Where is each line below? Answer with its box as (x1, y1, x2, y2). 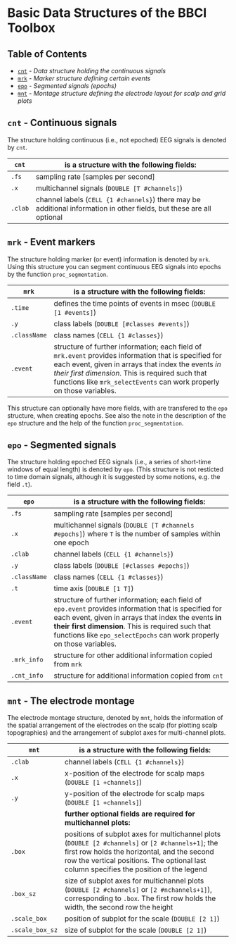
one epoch (53, 538, 89, 547)
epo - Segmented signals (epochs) (17, 82, 117, 89)
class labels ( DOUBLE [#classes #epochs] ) (53, 561, 190, 571)
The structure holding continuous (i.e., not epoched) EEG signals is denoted (7, 135, 227, 144)
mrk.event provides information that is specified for (53, 350, 223, 360)
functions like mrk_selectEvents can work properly (53, 377, 220, 387)
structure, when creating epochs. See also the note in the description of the (7, 411, 226, 420)
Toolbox (7, 20, 55, 36)
